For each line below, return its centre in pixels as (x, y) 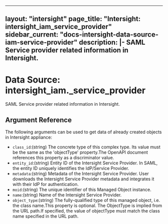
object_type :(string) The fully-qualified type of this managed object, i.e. (86, 200)
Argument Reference (38, 120)
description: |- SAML (112, 42)
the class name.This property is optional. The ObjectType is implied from (87, 205)
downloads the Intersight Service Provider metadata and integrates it (83, 179)
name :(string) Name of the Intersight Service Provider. (67, 195)
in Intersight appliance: (29, 137)
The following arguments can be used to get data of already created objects (83, 132)
